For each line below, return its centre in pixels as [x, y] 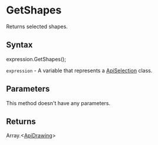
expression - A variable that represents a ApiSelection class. [79, 70]
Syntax [19, 45]
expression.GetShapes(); [36, 59]
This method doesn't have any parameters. [58, 103]
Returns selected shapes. [37, 26]
